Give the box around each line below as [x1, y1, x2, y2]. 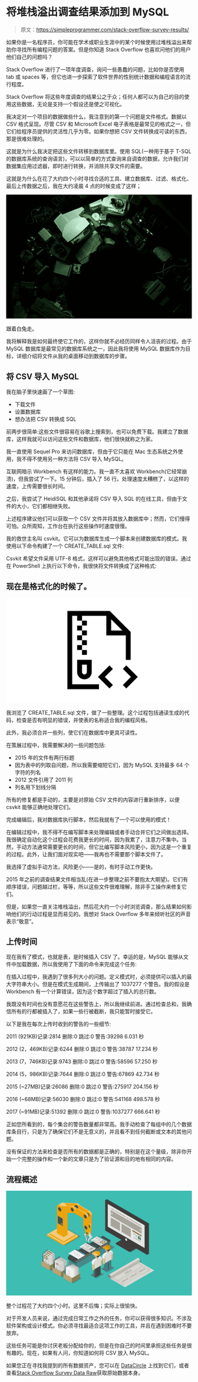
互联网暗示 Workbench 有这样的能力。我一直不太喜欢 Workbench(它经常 [6, 468, 182, 475]
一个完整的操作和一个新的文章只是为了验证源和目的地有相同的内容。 [11, 1155, 177, 1162]
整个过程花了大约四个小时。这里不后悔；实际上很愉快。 [6, 1302, 140, 1309]
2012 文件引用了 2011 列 [14, 776, 72, 783]
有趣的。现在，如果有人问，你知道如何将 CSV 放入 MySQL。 [6, 1349, 153, 1356]
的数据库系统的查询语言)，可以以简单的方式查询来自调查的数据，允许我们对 [6, 155, 189, 162]
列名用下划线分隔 [14, 783, 57, 791]
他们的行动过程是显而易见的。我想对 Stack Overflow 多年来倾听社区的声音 [11, 910, 192, 918]
